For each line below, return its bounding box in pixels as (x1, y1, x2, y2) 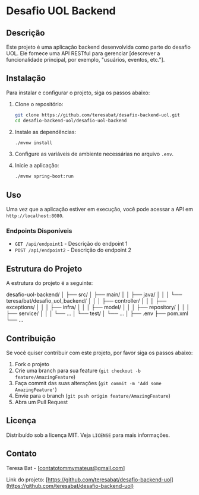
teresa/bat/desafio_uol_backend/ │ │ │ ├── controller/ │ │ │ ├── (6, 297, 167, 304)
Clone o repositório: (14, 100, 64, 107)
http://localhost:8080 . (6, 212, 64, 219)
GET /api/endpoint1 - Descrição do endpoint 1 (14, 240, 128, 247)
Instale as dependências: (14, 128, 76, 135)
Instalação (6, 73, 46, 84)
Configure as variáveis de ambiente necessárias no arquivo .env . (14, 150, 174, 158)
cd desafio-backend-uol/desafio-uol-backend (14, 118, 127, 123)
